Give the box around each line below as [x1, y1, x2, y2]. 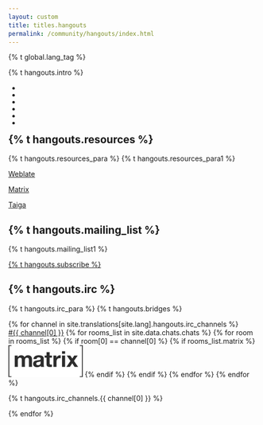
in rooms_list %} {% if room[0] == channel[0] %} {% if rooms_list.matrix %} [8, 336, 256, 345]
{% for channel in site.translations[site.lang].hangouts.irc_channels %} [8, 319, 239, 329]
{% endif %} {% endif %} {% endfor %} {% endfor [84, 369, 250, 379]
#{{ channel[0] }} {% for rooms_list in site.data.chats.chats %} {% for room [8, 327, 253, 337]
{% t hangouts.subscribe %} [8, 259, 102, 269]
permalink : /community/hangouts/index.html [8, 29, 155, 37]
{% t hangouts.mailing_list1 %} [8, 244, 108, 254]
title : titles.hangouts [8, 21, 87, 29]
